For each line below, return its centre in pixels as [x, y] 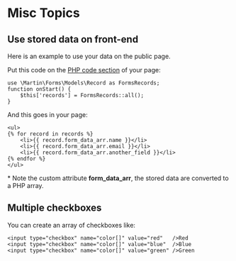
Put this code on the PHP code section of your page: [84, 70]
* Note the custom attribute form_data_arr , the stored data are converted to [118, 178]
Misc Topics [44, 13]
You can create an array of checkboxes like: [72, 225]
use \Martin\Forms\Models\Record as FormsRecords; [84, 83]
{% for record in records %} [50, 134]
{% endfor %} [27, 159]
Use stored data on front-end [73, 39]
